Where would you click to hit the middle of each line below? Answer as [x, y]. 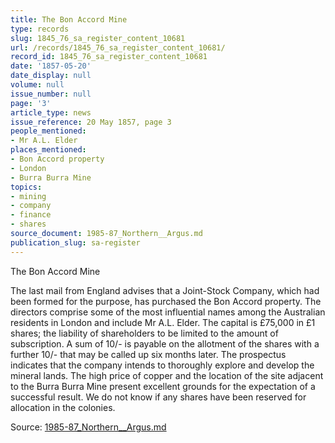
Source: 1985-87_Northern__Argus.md [88, 427]
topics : [26, 187]
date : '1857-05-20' [51, 66]
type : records [40, 29]
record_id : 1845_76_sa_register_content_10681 [109, 57]
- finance [31, 215]
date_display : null [51, 76]
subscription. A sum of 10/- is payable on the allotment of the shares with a [165, 343]
